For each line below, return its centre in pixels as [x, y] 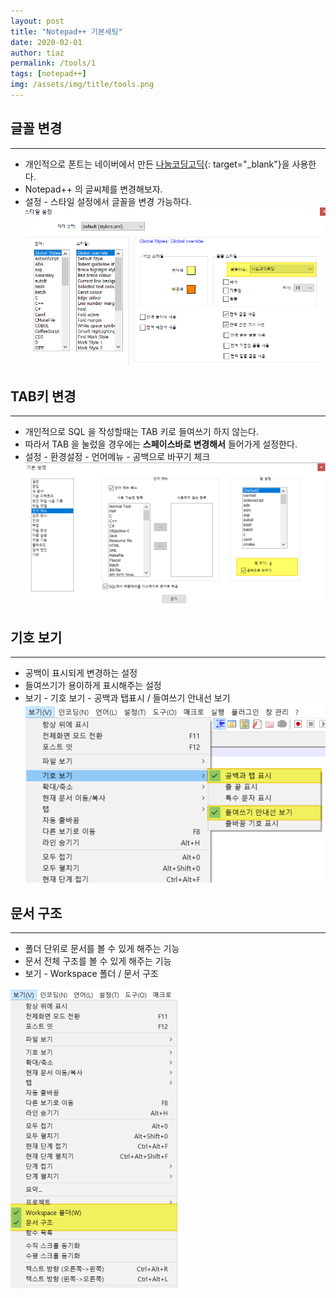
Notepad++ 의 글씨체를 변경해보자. [93, 189]
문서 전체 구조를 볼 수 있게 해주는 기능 [98, 961]
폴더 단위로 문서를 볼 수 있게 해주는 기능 [102, 948]
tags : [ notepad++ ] [48, 74]
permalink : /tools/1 [53, 63]
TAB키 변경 [43, 396]
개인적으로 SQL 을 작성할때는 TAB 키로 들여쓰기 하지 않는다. [141, 432]
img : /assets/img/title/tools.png [82, 85]
